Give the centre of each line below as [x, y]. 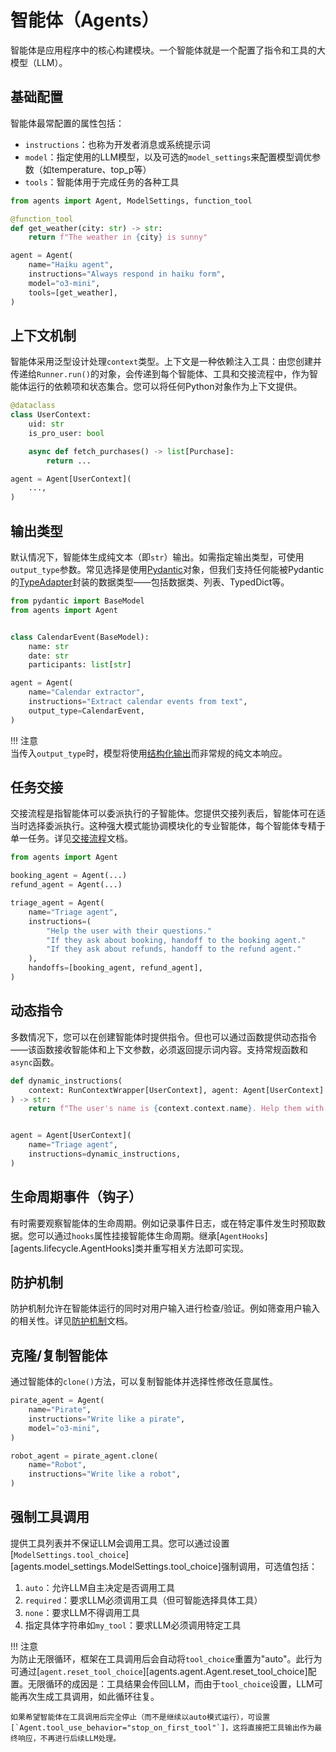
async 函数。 [35, 1062]
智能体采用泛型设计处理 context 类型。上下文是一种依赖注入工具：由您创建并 [166, 362]
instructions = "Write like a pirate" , [107, 1419]
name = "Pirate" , [60, 1410]
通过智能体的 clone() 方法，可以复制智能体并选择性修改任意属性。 [144, 1382]
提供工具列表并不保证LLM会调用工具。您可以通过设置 [120, 1543]
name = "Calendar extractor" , [86, 692]
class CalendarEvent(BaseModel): [80, 637]
